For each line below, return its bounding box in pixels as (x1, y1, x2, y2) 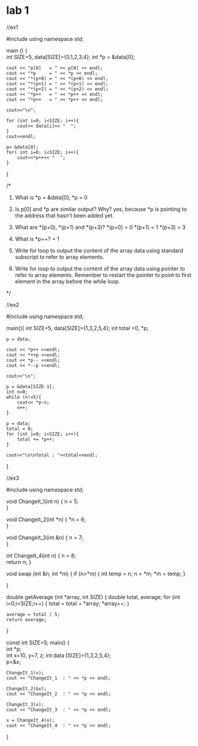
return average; (6, 616, 47, 622)
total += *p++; (17, 436, 55, 442)
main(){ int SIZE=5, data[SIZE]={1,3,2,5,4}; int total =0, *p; (6, 324, 149, 331)
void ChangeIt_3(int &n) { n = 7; (6, 534, 83, 541)
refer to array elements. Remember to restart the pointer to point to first (14, 271, 192, 278)
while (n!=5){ (6, 394, 42, 400)
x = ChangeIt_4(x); (6, 717, 55, 723)
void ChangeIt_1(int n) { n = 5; (6, 498, 79, 505)
